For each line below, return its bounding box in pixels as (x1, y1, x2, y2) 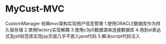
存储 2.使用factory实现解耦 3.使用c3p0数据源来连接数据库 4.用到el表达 (14, 26, 161, 33)
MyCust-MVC (5, 3, 65, 15)
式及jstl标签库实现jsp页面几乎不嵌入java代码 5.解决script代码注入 (5, 33, 141, 39)
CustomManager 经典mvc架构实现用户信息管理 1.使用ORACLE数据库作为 (5, 20, 156, 26)
